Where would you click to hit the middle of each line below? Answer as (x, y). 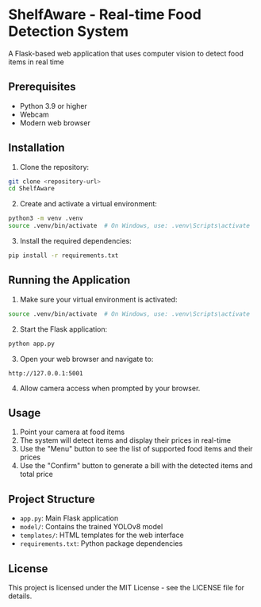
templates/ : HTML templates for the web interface (102, 535)
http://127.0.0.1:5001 (46, 373)
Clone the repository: (54, 167)
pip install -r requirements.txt (63, 255)
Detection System (69, 31)
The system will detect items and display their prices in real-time (125, 440)
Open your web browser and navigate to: (86, 359)
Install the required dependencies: (76, 241)
